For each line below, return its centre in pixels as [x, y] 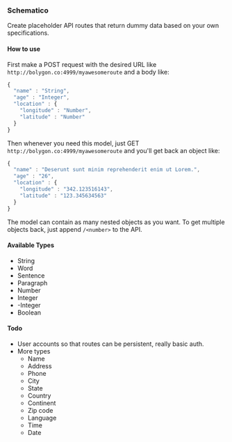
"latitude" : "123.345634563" [64, 196]
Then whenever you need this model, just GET [73, 143]
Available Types [31, 245]
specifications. [28, 33]
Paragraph [32, 283]
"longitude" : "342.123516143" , [66, 189]
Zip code [40, 410]
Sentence [31, 275]
